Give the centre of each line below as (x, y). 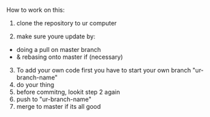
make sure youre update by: (56, 36)
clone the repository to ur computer (66, 23)
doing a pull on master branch (58, 50)
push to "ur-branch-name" (54, 99)
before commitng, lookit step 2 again (68, 92)
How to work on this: (36, 10)
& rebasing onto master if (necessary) (70, 57)
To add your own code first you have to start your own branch (104, 70)
